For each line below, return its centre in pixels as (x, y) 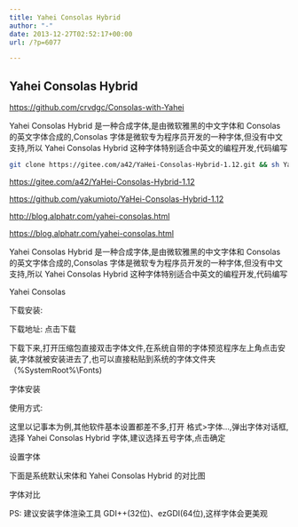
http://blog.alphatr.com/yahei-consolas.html (90, 216)
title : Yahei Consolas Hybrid (65, 17)
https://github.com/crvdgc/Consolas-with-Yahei (97, 108)
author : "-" (31, 26)
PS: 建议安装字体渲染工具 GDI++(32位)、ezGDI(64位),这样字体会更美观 (139, 513)
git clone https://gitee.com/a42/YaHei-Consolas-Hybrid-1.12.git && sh (144, 165)
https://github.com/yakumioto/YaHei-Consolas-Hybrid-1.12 (117, 199)
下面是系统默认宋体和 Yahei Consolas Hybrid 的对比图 (107, 475)
